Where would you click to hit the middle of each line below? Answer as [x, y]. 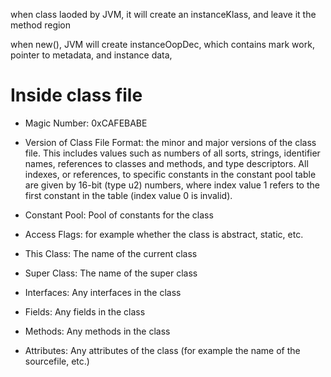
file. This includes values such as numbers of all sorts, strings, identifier [172, 153]
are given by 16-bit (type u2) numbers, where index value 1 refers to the [172, 185]
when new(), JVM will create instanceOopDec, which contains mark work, [162, 44]
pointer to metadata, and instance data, [91, 55]
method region [41, 25]
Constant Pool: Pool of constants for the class [119, 215]
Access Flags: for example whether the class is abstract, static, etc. [164, 234]
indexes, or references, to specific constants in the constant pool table [170, 174]
